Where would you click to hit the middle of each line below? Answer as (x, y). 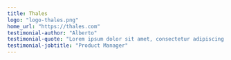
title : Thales (28, 13)
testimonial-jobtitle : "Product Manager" (68, 46)
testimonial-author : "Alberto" (52, 33)
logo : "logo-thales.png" (43, 20)
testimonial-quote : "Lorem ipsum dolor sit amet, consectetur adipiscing (116, 39)
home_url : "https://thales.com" (54, 26)
